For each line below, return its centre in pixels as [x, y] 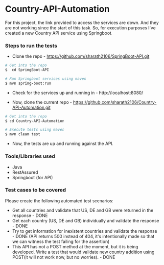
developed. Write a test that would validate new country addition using [83, 252]
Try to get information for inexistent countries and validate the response [85, 231]
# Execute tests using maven [35, 130]
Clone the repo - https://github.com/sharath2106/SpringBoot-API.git [81, 56]
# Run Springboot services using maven [46, 79]
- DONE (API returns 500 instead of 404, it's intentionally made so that [83, 236]
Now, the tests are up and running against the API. [63, 144]
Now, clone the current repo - [42, 102]
